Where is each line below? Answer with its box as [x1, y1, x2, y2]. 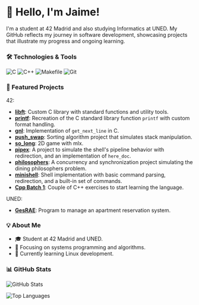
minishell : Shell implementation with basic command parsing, [14, 171, 166, 178]
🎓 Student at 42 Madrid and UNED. [14, 235, 103, 242]
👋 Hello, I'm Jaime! [6, 5, 100, 19]
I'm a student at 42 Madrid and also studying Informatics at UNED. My [6, 25, 178, 32]
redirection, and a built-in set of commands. [14, 177, 123, 184]
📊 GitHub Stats [6, 265, 52, 273]
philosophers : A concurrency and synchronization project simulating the [14, 158, 193, 165]
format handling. [14, 121, 55, 128]
